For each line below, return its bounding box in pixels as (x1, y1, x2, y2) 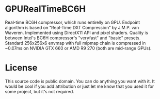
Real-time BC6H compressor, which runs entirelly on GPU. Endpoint (5, 19, 140, 25)
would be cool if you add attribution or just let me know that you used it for (5, 83, 154, 89)
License (5, 62, 38, 73)
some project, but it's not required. (5, 88, 74, 94)
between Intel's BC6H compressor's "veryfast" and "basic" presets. (5, 35, 141, 41)
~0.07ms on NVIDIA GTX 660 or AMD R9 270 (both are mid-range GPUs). (5, 45, 152, 51)
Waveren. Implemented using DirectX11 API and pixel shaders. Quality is (5, 30, 148, 35)
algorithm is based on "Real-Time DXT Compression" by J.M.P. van (5, 24, 139, 30)
